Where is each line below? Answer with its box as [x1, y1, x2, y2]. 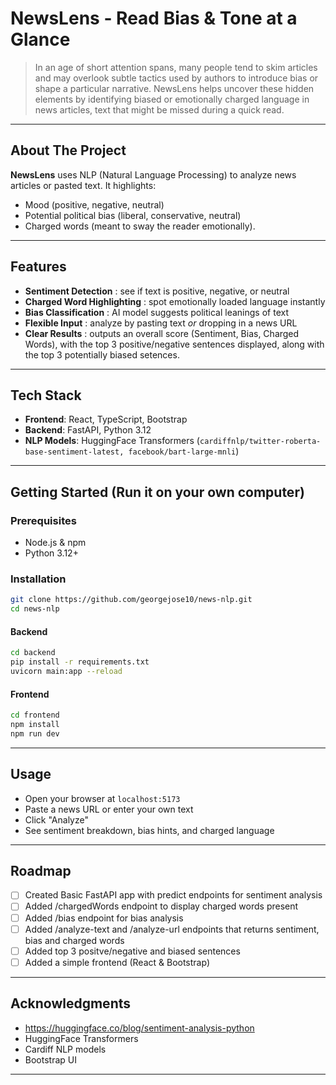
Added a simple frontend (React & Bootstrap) [24, 956, 210, 968]
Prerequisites [10, 513, 77, 527]
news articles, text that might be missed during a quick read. [34, 103, 285, 116]
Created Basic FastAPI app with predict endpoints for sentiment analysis [24, 889, 323, 901]
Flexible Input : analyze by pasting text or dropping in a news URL [24, 317, 298, 329]
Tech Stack [10, 387, 82, 404]
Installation [10, 572, 67, 586]
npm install [10, 720, 60, 730]
